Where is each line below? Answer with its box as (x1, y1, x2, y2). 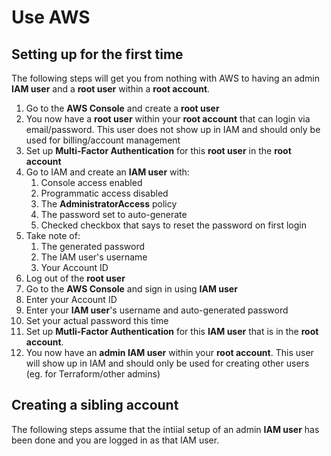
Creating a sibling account (11, 397, 179, 414)
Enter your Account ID (25, 294, 118, 305)
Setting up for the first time (11, 46, 184, 63)
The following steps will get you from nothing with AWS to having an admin (11, 72, 321, 84)
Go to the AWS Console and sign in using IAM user (25, 283, 238, 295)
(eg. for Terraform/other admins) (25, 368, 161, 380)
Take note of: (25, 230, 81, 241)
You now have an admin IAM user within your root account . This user (25, 347, 314, 358)
